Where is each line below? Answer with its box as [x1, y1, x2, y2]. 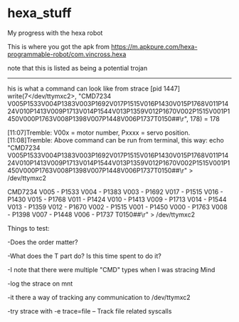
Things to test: [7, 224, 50, 232]
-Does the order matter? [7, 237, 78, 246]
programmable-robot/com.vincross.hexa [7, 50, 127, 58]
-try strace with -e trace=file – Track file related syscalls [7, 306, 172, 315]
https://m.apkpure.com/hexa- [111, 42, 198, 51]
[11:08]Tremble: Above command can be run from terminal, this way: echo [7, 135, 224, 144]
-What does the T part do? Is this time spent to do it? [7, 251, 161, 260]
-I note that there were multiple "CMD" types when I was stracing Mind [7, 265, 216, 274]
